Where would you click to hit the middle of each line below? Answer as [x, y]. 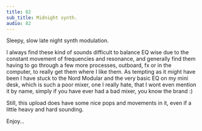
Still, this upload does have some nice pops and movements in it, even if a [99, 103]
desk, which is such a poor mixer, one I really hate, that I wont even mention [101, 85]
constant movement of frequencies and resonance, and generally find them [101, 59]
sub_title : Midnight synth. [42, 18]
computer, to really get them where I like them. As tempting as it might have [101, 72]
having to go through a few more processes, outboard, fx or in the [89, 65]
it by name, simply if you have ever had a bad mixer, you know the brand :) [99, 91]
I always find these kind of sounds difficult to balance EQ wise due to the [98, 52]
